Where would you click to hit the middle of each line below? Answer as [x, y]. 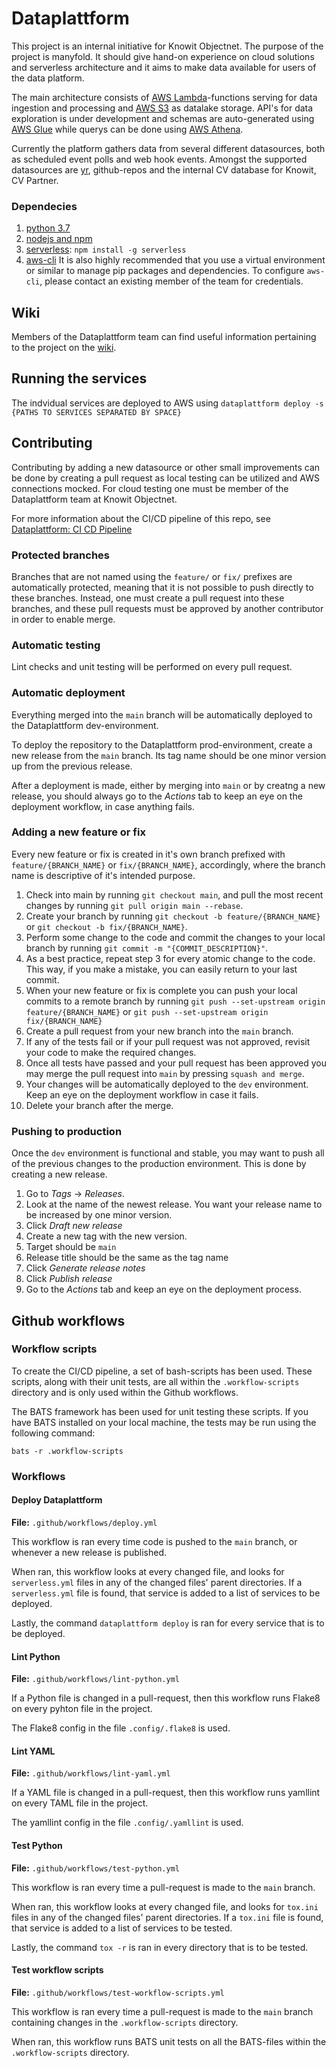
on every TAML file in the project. [80, 1803]
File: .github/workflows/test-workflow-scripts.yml [118, 1992]
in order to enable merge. [63, 619]
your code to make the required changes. [111, 1052]
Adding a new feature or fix [78, 832]
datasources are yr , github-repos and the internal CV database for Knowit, [164, 169]
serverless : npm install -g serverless [106, 249]
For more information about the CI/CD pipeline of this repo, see [141, 518]
